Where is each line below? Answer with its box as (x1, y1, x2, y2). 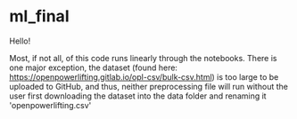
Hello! (9, 36, 31, 46)
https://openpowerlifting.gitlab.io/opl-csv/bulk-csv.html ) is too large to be (9, 71, 279, 82)
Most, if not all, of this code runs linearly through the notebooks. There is (9, 52, 277, 63)
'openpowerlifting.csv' (9, 99, 92, 110)
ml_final (9, 6, 70, 27)
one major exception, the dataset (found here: (9, 62, 178, 73)
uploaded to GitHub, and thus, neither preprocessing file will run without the (9, 81, 288, 91)
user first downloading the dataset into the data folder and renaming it (9, 91, 267, 101)
